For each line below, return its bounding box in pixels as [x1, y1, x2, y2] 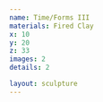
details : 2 [9, 64, 50, 72]
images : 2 [9, 55, 47, 64]
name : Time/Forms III [9, 13, 90, 22]
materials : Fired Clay [9, 21, 94, 30]
